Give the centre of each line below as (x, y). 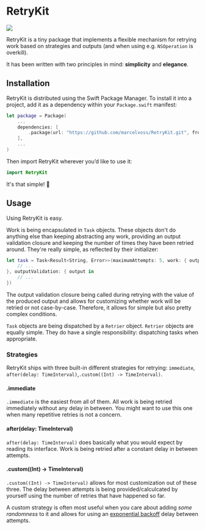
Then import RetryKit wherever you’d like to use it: (69, 161)
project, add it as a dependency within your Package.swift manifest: (92, 104)
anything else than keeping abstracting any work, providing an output (94, 236)
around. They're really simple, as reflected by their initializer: (82, 249)
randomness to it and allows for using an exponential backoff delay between (102, 514)
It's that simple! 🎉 (28, 184)
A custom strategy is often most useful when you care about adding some (99, 507)
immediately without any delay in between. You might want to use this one (100, 408)
